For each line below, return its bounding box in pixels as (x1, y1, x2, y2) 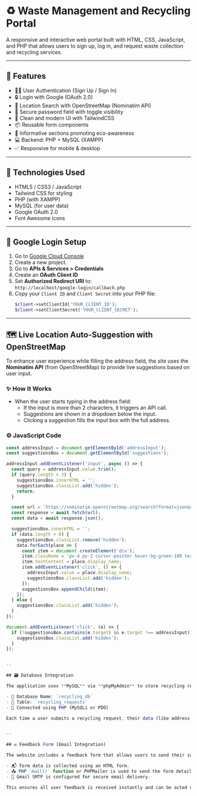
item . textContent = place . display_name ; (21, 559, 122, 565)
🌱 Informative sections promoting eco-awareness (14, 130, 134, 137)
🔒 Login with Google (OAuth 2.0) (14, 93, 93, 101)
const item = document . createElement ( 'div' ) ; (21, 548, 135, 554)
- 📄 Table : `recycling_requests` (6, 699, 88, 705)
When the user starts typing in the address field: (14, 398, 132, 405)
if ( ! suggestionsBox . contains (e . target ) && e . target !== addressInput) (11, 629, 191, 635)
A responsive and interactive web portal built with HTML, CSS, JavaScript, (6, 36, 186, 43)
